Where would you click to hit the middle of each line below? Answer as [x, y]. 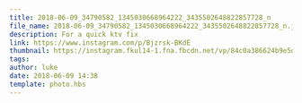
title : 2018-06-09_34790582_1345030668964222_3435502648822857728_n [140, 17]
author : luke [34, 68]
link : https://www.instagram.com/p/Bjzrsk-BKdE [100, 43]
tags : [19, 59]
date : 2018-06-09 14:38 [54, 76]
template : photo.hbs [48, 84]
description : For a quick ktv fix [74, 34]
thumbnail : [30, 51]
